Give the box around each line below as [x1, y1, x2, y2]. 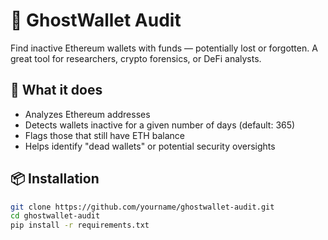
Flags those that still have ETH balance [24, 129, 185, 141]
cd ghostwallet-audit [10, 211, 101, 221]
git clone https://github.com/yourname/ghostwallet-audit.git [10, 202, 275, 212]
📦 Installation [10, 170, 100, 188]
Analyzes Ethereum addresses [24, 108, 151, 120]
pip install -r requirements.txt [10, 220, 150, 231]
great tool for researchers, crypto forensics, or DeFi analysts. [10, 52, 262, 64]
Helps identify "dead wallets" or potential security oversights [24, 140, 276, 152]
